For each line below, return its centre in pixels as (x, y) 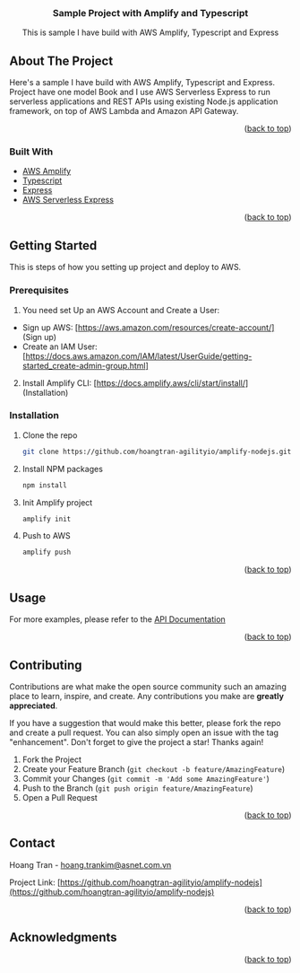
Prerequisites (39, 291)
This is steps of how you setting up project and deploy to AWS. (125, 267)
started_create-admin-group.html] (86, 365)
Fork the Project (52, 759)
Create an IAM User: (60, 346)
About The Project (61, 61)
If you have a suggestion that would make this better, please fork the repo (145, 723)
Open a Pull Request (60, 797)
